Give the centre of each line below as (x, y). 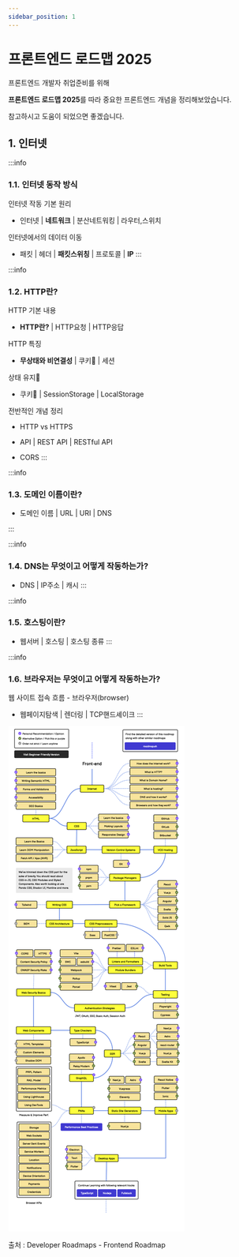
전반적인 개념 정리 (35, 411)
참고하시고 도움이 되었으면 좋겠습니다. (66, 116)
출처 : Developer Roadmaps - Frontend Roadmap (87, 1245)
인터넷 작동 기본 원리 (40, 203)
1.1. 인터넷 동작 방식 (43, 185)
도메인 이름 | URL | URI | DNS (65, 513)
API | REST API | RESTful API (66, 441)
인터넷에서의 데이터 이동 (45, 237)
